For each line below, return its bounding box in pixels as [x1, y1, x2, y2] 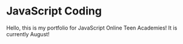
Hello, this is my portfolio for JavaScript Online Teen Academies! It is [6, 24, 178, 31]
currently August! [6, 30, 50, 37]
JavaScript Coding [6, 4, 102, 18]
